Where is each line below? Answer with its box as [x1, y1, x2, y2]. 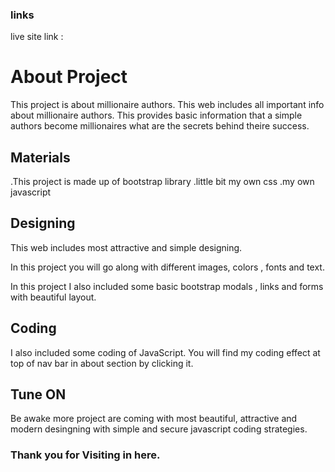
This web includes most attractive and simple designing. [10, 241, 243, 253]
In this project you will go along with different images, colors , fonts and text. [10, 261, 325, 273]
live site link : [10, 31, 64, 43]
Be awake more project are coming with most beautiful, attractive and [10, 413, 298, 425]
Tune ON [10, 386, 67, 403]
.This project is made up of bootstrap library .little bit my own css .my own [10, 176, 315, 188]
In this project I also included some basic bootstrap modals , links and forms [10, 280, 324, 292]
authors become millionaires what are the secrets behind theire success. [10, 120, 310, 132]
